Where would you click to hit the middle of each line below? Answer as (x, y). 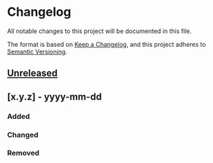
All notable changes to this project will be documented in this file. (100, 31)
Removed (23, 153)
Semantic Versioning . (37, 52)
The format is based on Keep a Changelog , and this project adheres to (106, 44)
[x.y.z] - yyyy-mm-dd (54, 97)
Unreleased (33, 73)
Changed (23, 135)
